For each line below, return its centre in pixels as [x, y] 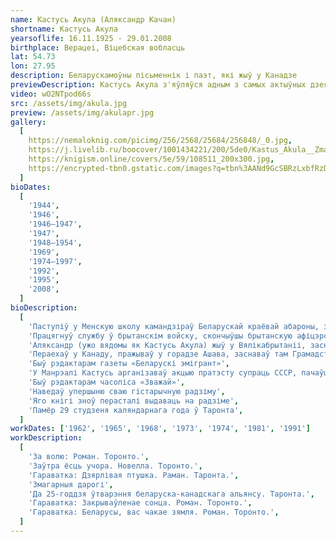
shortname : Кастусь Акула [64, 29]
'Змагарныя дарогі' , [71, 484]
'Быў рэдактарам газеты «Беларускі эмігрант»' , [129, 364]
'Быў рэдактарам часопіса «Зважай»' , [107, 382]
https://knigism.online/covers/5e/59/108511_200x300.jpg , [151, 159]
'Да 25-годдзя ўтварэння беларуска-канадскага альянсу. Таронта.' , [171, 494]
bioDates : [31, 187]
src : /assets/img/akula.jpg [69, 103]
